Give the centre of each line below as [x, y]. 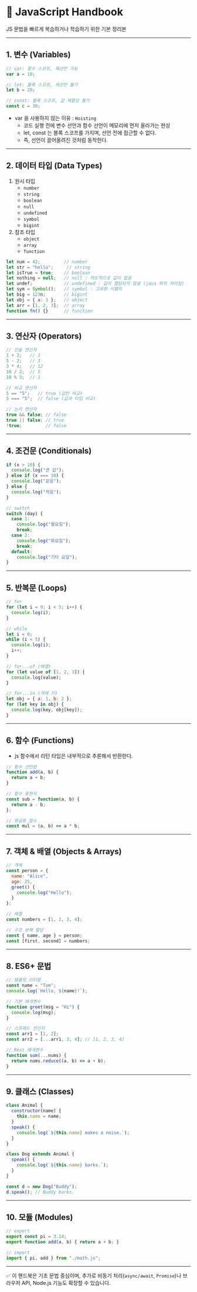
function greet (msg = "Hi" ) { [43, 1007]
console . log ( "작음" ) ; [36, 492]
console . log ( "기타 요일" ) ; [47, 557]
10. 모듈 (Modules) [40, 1217]
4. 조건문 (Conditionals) [49, 451]
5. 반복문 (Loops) [37, 588]
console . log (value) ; [36, 677]
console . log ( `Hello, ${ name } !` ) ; [47, 991]
